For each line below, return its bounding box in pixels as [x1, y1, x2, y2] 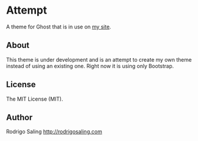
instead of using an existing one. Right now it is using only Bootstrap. [6, 62, 174, 69]
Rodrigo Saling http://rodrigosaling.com [6, 128, 102, 135]
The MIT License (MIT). [6, 95, 63, 102]
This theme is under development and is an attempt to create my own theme [6, 56, 192, 63]
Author [6, 112, 33, 122]
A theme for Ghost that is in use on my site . [6, 23, 111, 30]
